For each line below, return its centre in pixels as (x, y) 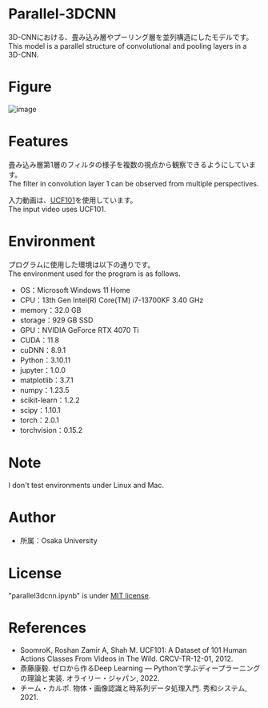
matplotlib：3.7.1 (46, 380)
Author (32, 517)
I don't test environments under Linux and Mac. (86, 485)
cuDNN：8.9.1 (43, 350)
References (47, 628)
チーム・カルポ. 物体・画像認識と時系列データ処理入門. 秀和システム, (133, 688)
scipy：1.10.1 (40, 410)
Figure (30, 87)
